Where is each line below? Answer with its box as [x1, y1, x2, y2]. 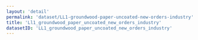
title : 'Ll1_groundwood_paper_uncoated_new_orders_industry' [6, 19, 162, 25]
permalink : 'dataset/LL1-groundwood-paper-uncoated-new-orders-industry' [6, 14, 194, 20]
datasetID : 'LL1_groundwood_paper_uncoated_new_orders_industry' [6, 25, 172, 31]
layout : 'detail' [6, 8, 50, 15]
